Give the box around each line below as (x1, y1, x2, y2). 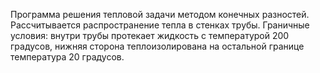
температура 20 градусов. (10, 51, 125, 63)
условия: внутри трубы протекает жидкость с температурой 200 (10, 30, 290, 41)
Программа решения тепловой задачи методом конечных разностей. (10, 9, 310, 20)
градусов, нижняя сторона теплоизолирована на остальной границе (10, 40, 305, 52)
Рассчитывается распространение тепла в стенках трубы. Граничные (10, 19, 310, 31)
